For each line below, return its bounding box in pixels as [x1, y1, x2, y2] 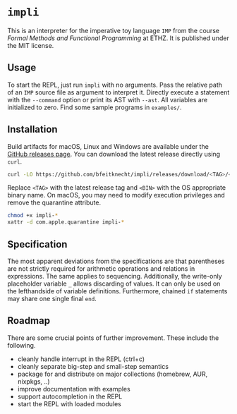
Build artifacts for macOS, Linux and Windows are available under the [7, 142, 209, 150]
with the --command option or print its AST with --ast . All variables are [7, 95, 208, 104]
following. [7, 341, 36, 349]
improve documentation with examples [17, 384, 130, 393]
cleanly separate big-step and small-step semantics [17, 362, 169, 370]
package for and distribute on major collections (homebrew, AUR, [17, 370, 208, 378]
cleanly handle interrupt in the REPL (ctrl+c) [17, 355, 145, 363]
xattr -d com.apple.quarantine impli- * [7, 219, 125, 226]
